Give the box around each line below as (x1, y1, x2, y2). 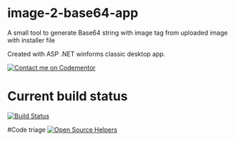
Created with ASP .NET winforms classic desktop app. (7, 50, 166, 58)
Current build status (7, 89, 128, 104)
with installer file (7, 35, 55, 44)
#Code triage (7, 125, 46, 134)
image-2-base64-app (7, 5, 139, 21)
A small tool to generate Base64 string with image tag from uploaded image (7, 28, 228, 37)
